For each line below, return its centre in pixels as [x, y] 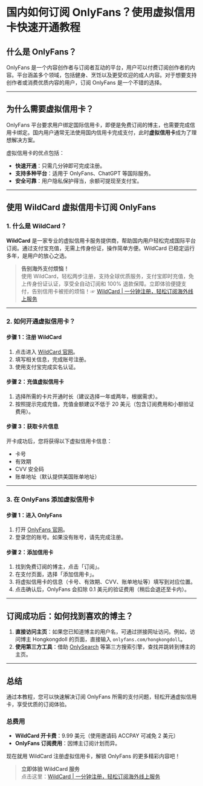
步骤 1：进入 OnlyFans [34, 515]
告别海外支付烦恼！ [45, 268]
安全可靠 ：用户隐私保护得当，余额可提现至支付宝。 [79, 181]
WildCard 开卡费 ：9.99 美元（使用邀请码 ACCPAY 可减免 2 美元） [97, 736]
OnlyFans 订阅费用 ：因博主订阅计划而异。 [68, 743]
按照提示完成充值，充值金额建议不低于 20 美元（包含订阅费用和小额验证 [105, 404]
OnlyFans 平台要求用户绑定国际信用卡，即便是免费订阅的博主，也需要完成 [98, 125]
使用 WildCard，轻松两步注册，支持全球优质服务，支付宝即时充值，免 [108, 276]
